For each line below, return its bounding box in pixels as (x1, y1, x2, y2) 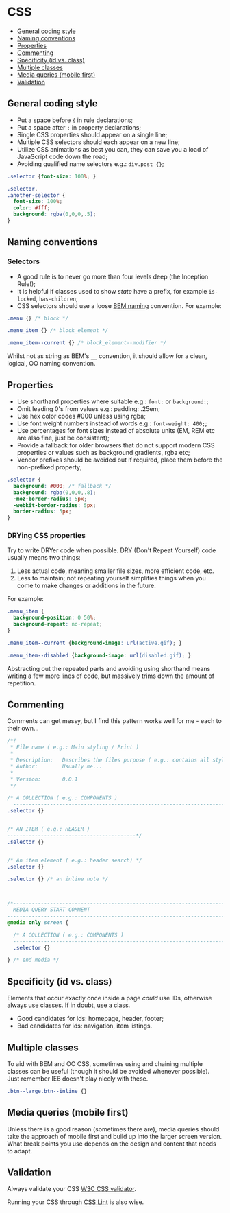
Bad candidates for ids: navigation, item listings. (16, 1022, 153, 1030)
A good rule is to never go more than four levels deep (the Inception (16, 272, 209, 281)
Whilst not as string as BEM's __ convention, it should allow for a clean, (7, 352, 207, 360)
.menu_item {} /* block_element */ (7, 327, 109, 334)
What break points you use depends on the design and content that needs (7, 1140, 217, 1148)
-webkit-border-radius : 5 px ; (13, 502, 97, 508)
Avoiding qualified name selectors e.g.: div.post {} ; (16, 159, 164, 168)
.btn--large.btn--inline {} (7, 1087, 88, 1094)
